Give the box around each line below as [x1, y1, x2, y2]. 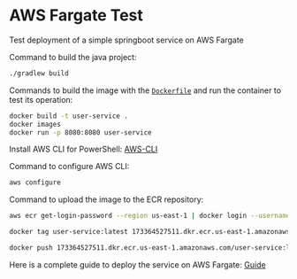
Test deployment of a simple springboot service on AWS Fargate [9, 35, 245, 45]
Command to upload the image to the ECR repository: [9, 194, 204, 205]
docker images [9, 120, 62, 128]
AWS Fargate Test [9, 5, 144, 26]
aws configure [9, 178, 62, 187]
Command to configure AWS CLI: [9, 161, 130, 172]
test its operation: [9, 94, 73, 105]
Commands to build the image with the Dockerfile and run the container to [9, 85, 281, 96]
